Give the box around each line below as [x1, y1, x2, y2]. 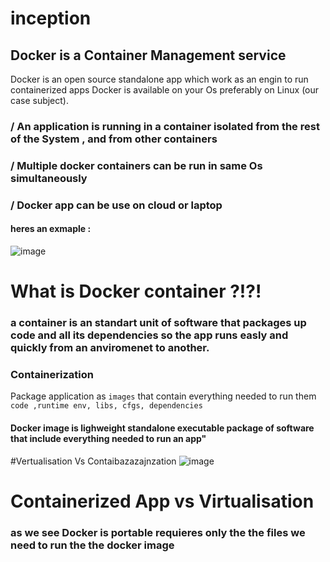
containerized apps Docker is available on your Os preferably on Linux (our [10, 84, 320, 96]
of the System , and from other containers [10, 132, 218, 146]
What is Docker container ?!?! [10, 280, 262, 303]
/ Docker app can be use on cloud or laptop [10, 198, 223, 212]
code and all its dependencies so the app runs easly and [10, 328, 289, 342]
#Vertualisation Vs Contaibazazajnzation [10, 455, 177, 467]
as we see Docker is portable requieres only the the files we [10, 525, 306, 539]
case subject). [10, 95, 69, 106]
